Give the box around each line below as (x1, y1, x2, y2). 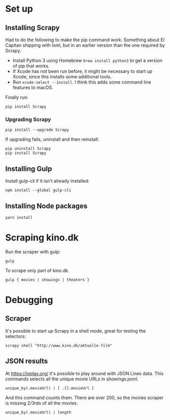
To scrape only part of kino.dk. (5, 267, 70, 274)
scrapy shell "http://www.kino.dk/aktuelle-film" (5, 343, 113, 348)
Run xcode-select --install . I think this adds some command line (12, 79, 151, 85)
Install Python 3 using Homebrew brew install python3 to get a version (12, 57, 162, 64)
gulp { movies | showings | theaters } (5, 277, 90, 282)
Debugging (5, 294, 53, 306)
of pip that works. (12, 63, 50, 69)
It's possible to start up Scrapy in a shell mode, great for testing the (5, 327, 146, 334)
